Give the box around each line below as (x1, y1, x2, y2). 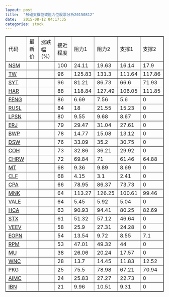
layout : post (5, 7, 33, 13)
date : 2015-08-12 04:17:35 (5, 17, 66, 22)
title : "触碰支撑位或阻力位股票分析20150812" (5, 12, 95, 17)
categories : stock (5, 21, 44, 27)
